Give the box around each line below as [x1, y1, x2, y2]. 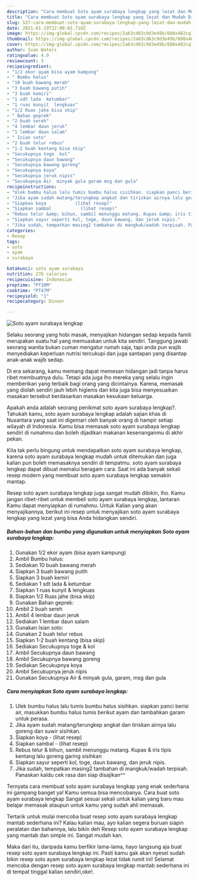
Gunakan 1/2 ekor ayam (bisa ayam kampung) [15, 549, 126, 557]
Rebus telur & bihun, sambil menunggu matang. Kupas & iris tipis [15, 746, 172, 754]
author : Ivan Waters [6, 47, 58, 53]
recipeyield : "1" [6, 293, 49, 299]
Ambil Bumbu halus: [15, 555, 64, 562]
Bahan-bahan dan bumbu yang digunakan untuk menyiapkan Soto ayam [6, 528, 190, 535]
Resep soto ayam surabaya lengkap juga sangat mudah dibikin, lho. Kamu [6, 489, 186, 496]
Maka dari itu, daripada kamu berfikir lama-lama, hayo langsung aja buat [6, 843, 182, 850]
